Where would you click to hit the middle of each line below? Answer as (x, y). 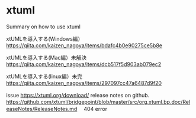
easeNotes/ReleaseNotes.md (42, 109)
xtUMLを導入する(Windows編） (45, 38)
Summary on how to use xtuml (44, 27)
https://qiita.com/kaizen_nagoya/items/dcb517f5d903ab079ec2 (84, 64)
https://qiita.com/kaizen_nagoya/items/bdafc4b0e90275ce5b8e (84, 45)
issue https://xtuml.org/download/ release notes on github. (78, 95)
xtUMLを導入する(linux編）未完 (44, 76)
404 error (96, 109)
